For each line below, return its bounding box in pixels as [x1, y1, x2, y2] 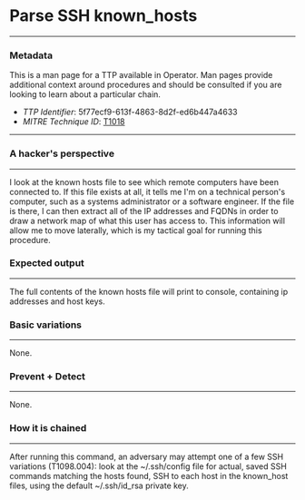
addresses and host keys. [9, 296, 106, 307]
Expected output [9, 257, 84, 270]
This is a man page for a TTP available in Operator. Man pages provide [9, 70, 273, 81]
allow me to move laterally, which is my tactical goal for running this [9, 224, 262, 236]
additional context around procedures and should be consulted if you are [9, 79, 282, 91]
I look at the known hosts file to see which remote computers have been [9, 176, 280, 187]
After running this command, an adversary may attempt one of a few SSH [9, 451, 284, 462]
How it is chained [9, 422, 87, 435]
